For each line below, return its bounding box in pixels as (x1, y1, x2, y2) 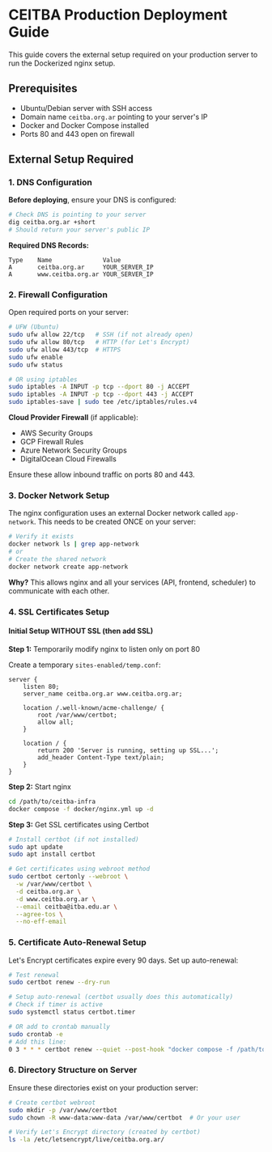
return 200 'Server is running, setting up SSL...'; (37, 746, 219, 755)
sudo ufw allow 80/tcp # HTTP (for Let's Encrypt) (8, 338, 190, 346)
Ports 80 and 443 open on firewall (19, 129, 135, 138)
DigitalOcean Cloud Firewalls (19, 454, 117, 464)
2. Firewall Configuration (8, 289, 108, 300)
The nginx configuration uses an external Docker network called (8, 508, 223, 518)
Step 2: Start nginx (8, 781, 71, 791)
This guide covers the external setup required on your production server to (8, 49, 258, 59)
